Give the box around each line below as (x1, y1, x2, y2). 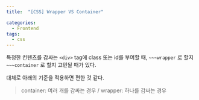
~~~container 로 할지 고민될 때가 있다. (6, 61, 96, 69)
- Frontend (11, 25, 39, 31)
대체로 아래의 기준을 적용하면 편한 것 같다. (6, 74, 104, 81)
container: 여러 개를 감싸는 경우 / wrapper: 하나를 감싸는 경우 (21, 87, 167, 94)
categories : (6, 19, 36, 26)
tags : (6, 31, 20, 37)
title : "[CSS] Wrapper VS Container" (6, 8, 104, 15)
